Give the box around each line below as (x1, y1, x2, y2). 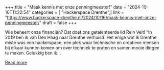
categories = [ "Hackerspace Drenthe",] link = (31, 9, 124, 15)
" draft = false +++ (39, 20, 77, 25)
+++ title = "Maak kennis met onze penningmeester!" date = (5, 4, 126, 10)
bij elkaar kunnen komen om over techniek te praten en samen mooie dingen (5, 45, 160, 50)
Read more (5, 60, 27, 65)
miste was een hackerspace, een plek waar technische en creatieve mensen (5, 40, 159, 46)
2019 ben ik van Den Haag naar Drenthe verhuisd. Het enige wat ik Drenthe (5, 34, 157, 40)
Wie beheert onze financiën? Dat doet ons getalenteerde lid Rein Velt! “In (5, 29, 152, 35)
